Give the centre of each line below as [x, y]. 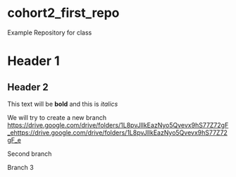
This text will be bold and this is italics [63, 104]
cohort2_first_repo [63, 13]
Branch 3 [20, 167]
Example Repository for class [50, 32]
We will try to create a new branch [57, 117]
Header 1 [33, 61]
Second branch [30, 154]
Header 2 [28, 87]
